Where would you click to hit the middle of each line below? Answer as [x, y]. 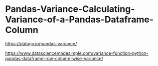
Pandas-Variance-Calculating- [70, 9]
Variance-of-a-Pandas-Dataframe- [79, 19]
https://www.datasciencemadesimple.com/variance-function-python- [77, 53]
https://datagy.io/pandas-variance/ [41, 43]
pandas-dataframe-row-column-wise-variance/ [54, 58]
